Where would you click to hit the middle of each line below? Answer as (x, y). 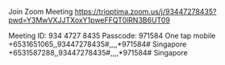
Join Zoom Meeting (41, 12)
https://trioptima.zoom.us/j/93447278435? (146, 12)
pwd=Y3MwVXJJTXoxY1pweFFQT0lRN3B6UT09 (90, 20)
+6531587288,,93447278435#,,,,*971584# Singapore (98, 53)
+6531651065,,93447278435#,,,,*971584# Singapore (98, 44)
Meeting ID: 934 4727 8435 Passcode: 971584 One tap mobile (112, 36)
